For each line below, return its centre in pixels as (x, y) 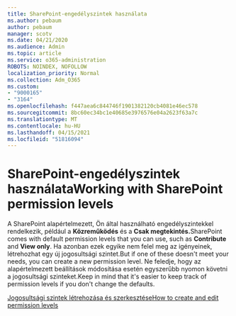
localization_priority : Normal (54, 73)
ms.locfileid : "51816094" (45, 139)
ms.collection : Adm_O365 (44, 80)
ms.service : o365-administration (57, 60)
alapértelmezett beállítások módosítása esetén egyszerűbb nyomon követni (118, 269)
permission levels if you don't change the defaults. (81, 284)
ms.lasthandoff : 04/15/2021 (49, 132)
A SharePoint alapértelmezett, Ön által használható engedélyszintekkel (111, 224)
